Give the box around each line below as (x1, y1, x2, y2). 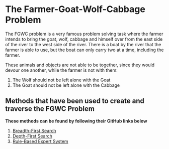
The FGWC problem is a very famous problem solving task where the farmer (5, 31, 163, 37)
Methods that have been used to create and (5, 97, 144, 105)
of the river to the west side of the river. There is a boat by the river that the (5, 41, 161, 47)
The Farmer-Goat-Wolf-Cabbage (5, 4, 146, 15)
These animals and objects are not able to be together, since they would (5, 62, 155, 68)
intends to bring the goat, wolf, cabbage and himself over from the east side (5, 36, 163, 42)
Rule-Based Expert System (12, 138, 69, 144)
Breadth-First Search (12, 127, 56, 133)
